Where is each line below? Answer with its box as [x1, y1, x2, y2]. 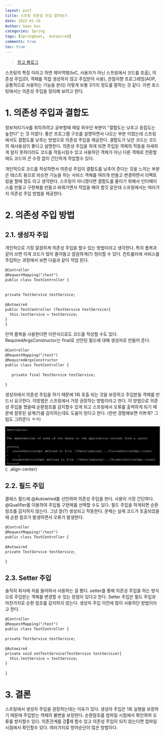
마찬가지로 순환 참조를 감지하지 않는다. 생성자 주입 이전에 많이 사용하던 [5, 600, 140, 606]
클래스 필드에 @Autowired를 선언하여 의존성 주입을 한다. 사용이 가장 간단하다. [5, 496, 154, 502]
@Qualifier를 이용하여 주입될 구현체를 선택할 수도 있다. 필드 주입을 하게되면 [5, 502, 150, 508]
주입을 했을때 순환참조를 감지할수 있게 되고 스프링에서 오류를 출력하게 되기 [10, 404, 152, 409]
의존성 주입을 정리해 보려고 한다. [22, 88, 84, 94]
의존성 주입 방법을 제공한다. [10, 190, 63, 196]
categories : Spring [5, 29, 45, 34]
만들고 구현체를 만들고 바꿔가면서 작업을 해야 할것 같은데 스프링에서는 [14, 184, 147, 190]
